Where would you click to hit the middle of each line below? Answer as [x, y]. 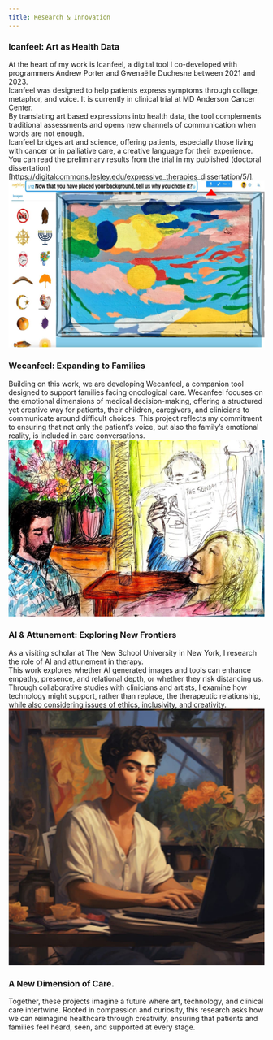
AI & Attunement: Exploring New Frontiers [93, 635]
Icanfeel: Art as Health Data [64, 46]
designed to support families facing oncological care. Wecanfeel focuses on [136, 392]
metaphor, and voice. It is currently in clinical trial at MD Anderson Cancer [132, 98]
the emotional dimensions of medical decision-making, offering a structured [135, 401]
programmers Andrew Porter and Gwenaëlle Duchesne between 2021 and [132, 72]
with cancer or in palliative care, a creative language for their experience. [131, 150]
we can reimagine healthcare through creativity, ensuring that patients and [133, 1019]
